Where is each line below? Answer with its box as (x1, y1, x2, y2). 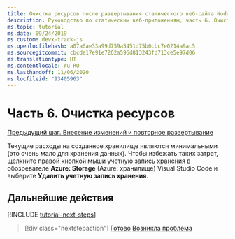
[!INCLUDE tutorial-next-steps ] (7, 210, 97, 219)
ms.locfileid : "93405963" (7, 75, 83, 82)
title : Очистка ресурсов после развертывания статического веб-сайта (7, 10, 215, 17)
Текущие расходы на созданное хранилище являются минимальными (7, 142, 218, 150)
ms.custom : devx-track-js (7, 36, 83, 43)
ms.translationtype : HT (7, 56, 77, 63)
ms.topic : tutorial (7, 23, 64, 30)
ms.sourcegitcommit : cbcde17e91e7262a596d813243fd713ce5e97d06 (7, 50, 196, 57)
